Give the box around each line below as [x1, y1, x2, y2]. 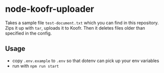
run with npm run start [12, 63, 59, 69]
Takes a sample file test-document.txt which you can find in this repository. [5, 20, 159, 26]
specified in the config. [5, 30, 52, 36]
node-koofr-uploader [5, 3, 95, 15]
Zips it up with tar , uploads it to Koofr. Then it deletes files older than [5, 25, 145, 31]
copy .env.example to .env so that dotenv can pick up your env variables [12, 58, 159, 64]
